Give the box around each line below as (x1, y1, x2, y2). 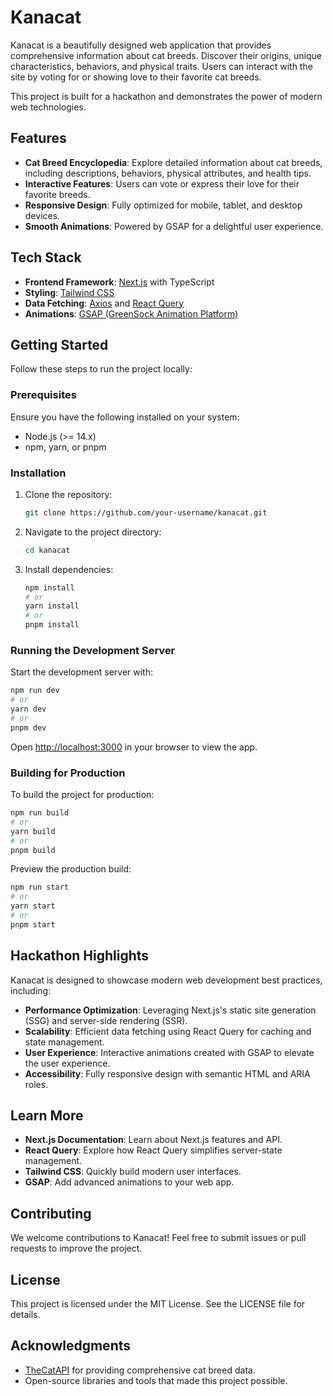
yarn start (10, 901, 56, 911)
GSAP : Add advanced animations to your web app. (24, 1176, 235, 1188)
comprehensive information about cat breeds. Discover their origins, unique (10, 49, 322, 61)
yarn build (10, 826, 56, 836)
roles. (24, 1078, 49, 1090)
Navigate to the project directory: (24, 526, 162, 538)
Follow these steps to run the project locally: (10, 363, 193, 375)
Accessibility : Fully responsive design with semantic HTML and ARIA (24, 1067, 311, 1080)
